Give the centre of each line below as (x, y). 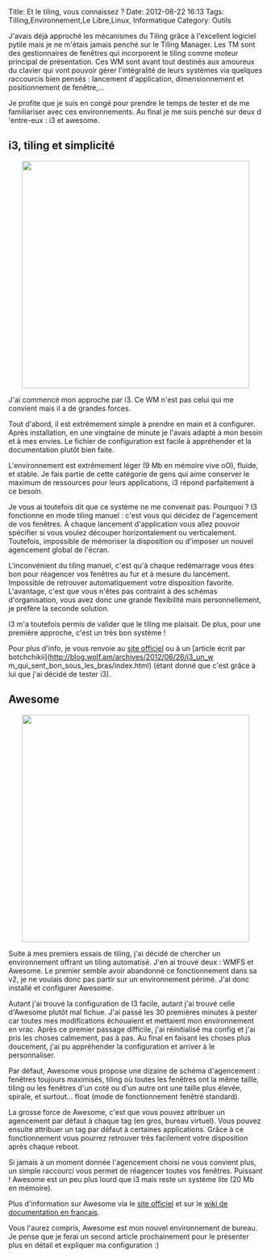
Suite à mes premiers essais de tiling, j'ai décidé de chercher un (115, 953)
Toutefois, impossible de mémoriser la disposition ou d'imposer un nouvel (131, 541)
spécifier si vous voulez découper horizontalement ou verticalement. (123, 532)
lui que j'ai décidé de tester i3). (60, 673)
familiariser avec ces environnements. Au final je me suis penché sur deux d (135, 112)
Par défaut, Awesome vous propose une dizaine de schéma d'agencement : (134, 1070)
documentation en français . (54, 1212)
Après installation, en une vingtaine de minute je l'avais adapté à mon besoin (135, 433)
